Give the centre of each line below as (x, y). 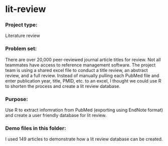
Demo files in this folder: (36, 128)
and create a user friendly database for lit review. (56, 115)
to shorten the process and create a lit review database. (63, 86)
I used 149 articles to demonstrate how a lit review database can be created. (84, 139)
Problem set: (21, 48)
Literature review (23, 35)
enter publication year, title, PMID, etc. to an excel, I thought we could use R (83, 80)
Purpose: (17, 99)
